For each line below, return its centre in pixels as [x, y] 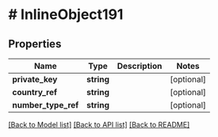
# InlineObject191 [66, 15]
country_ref [35, 92]
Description [140, 66]
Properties [35, 44]
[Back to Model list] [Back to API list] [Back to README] [99, 125]
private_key [35, 79]
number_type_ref [46, 105]
